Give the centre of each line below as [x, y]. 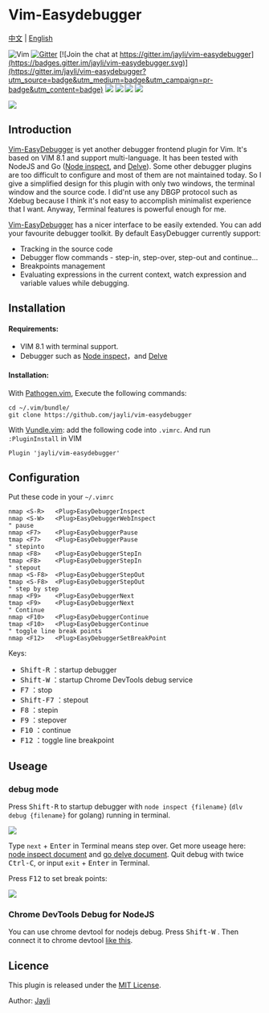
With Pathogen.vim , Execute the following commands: [98, 393]
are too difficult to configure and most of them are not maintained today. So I [135, 175]
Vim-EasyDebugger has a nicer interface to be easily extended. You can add [135, 224]
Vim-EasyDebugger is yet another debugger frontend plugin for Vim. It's [128, 149]
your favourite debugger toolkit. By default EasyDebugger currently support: [134, 233]
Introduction [40, 130]
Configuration [44, 478]
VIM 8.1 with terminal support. [69, 347]
